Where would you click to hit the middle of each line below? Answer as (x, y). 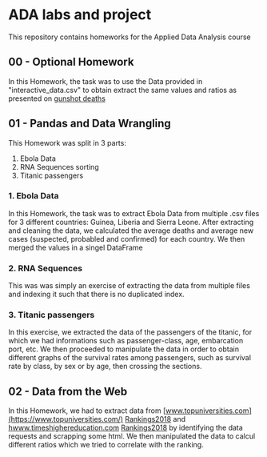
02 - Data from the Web (68, 391)
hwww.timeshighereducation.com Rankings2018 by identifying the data (126, 428)
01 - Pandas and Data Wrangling (90, 124)
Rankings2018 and (155, 419)
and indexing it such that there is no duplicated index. (97, 295)
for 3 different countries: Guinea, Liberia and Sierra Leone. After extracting (131, 222)
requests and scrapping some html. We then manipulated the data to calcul (132, 436)
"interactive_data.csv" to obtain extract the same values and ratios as (123, 90)
